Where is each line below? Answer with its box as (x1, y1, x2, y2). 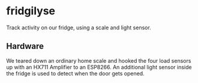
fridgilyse (6, 4, 56, 18)
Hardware (6, 41, 44, 51)
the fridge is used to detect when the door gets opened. (6, 70, 145, 77)
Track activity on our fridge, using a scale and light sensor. (6, 24, 151, 31)
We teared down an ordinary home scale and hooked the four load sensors (6, 57, 191, 64)
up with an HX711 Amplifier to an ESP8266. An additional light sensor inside (6, 63, 192, 70)
